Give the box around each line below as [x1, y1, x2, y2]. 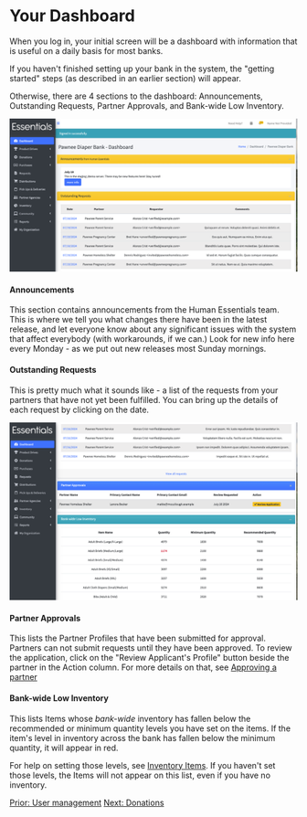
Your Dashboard [9, 5, 135, 27]
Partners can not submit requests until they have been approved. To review [9, 642, 292, 653]
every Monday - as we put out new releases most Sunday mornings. [9, 344, 267, 355]
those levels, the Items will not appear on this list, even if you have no [9, 769, 271, 780]
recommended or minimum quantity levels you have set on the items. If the [9, 723, 291, 734]
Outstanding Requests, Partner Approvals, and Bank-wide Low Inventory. [9, 100, 285, 111]
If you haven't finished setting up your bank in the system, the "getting [9, 63, 275, 74]
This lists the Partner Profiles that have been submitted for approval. [9, 632, 267, 644]
